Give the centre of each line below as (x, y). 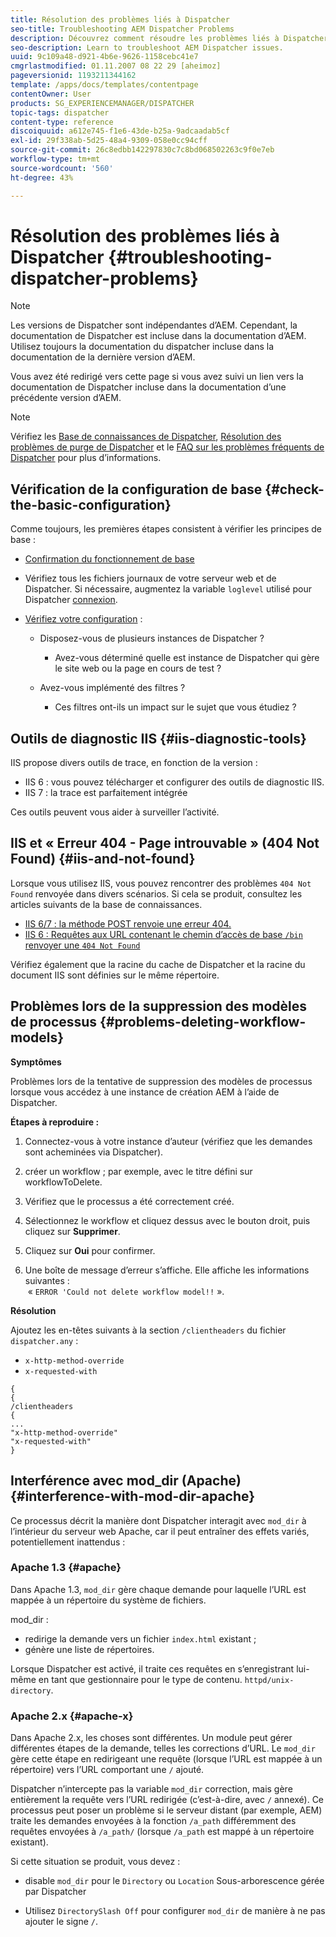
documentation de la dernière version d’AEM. (103, 357)
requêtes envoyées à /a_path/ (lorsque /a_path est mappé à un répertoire (162, 1832)
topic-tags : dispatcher (60, 112)
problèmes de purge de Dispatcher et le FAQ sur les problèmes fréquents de (167, 447)
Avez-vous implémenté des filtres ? (112, 688)
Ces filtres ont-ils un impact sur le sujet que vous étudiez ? (175, 707)
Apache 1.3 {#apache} (66, 1568)
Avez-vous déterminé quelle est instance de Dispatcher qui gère (187, 658)
